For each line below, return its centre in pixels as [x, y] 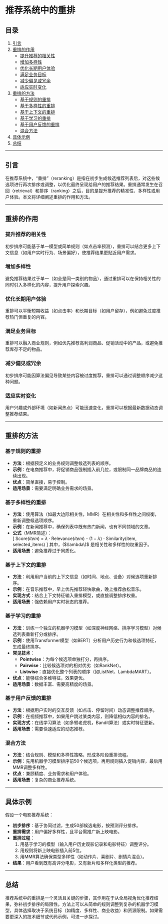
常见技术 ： [23, 652]
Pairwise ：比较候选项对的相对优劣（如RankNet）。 [72, 665]
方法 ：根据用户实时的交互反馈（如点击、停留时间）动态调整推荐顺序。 [85, 710]
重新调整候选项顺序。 [34, 520]
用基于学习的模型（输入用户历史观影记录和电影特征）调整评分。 [85, 844]
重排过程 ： [23, 837]
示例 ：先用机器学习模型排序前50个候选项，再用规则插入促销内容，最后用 [87, 761]
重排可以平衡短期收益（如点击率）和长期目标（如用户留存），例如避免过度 [81, 311]
